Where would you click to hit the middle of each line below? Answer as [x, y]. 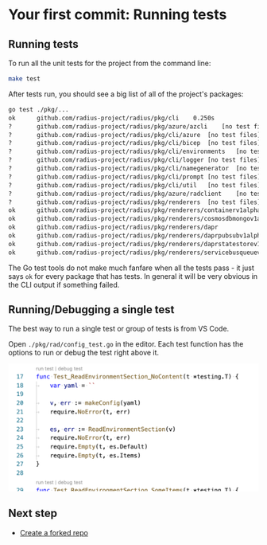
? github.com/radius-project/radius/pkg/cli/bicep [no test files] [135, 143]
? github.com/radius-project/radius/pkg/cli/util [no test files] [135, 185]
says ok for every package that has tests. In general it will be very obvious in [133, 276]
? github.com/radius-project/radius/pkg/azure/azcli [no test [129, 126]
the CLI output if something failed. [64, 284]
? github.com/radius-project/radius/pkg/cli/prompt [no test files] [135, 177]
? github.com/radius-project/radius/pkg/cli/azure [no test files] [135, 135]
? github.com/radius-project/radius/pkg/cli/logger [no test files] [135, 160]
